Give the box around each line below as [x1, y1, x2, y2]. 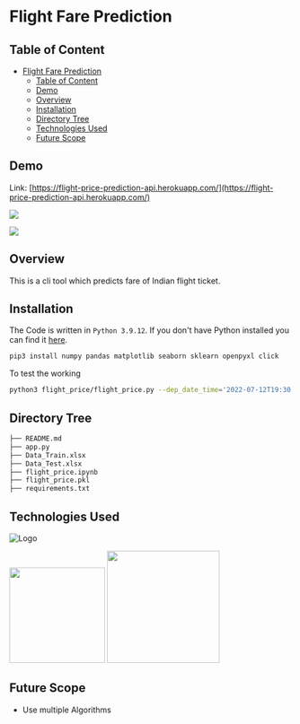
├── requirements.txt [9, 484, 91, 493]
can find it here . [9, 335, 68, 345]
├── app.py [9, 442, 50, 451]
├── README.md [9, 434, 63, 443]
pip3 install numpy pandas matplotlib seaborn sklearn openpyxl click [9, 352, 279, 361]
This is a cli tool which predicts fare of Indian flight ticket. [9, 275, 221, 286]
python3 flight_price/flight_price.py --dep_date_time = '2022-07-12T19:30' [9, 386, 296, 395]
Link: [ [9, 182, 33, 193]
